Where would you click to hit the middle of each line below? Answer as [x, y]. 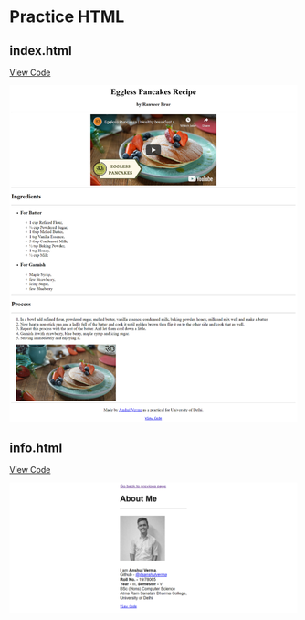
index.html [41, 51]
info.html [36, 448]
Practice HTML [67, 17]
